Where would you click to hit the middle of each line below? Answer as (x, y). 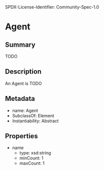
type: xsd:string (35, 153)
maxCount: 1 (32, 163)
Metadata (20, 99)
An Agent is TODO (23, 83)
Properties (21, 136)
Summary (20, 45)
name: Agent (25, 110)
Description (23, 72)
